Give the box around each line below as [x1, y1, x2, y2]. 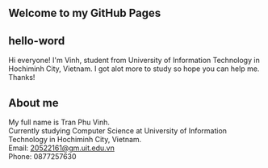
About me [8, 96, 59, 110]
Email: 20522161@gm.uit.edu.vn [8, 143, 115, 153]
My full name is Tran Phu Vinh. [8, 117, 111, 128]
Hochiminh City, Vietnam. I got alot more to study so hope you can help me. [8, 64, 260, 73]
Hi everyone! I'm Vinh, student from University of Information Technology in [8, 56, 260, 65]
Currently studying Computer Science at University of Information [8, 126, 228, 136]
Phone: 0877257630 [8, 152, 77, 162]
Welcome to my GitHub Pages [8, 6, 161, 20]
